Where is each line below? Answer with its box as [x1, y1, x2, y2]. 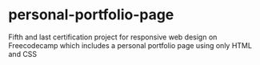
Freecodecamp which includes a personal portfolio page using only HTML [8, 40, 252, 50]
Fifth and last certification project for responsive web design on [8, 32, 218, 42]
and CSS [8, 49, 38, 59]
